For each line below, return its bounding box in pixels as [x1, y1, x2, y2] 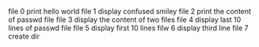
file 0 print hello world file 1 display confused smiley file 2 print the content [8, 7, 252, 16]
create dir [8, 31, 40, 41]
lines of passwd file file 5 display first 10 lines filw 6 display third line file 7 [8, 23, 249, 32]
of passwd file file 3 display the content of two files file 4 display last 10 [8, 15, 242, 24]
